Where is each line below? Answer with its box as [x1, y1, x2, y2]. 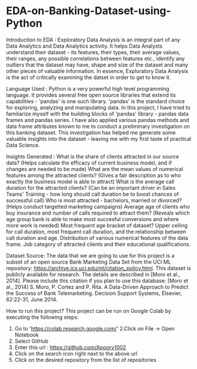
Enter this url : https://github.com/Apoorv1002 [14, 344, 126, 351]
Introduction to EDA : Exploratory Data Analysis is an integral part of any [6, 36, 181, 43]
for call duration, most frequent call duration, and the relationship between [6, 228, 186, 235]
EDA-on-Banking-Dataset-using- [6, 4, 172, 18]
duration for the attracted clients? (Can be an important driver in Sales [6, 184, 176, 191]
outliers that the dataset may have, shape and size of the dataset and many [6, 61, 188, 68]
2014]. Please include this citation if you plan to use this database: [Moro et [6, 277, 189, 284]
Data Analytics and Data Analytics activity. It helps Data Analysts [6, 42, 163, 50]
